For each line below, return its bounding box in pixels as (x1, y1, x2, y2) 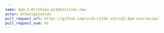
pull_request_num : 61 (5, 20, 49, 26)
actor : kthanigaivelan (5, 12, 51, 16)
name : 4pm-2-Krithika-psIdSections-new (5, 7, 86, 12)
